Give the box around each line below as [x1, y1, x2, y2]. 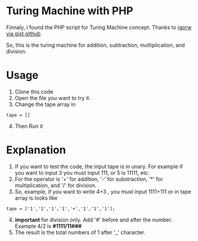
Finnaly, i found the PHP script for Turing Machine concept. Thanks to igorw [6, 24, 191, 31]
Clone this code [14, 88, 53, 95]
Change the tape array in [14, 101, 76, 108]
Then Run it [14, 123, 43, 130]
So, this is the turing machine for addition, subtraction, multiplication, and [6, 41, 185, 49]
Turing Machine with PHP [6, 4, 133, 18]
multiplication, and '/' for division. [14, 182, 97, 189]
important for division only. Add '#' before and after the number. [14, 216, 173, 223]
